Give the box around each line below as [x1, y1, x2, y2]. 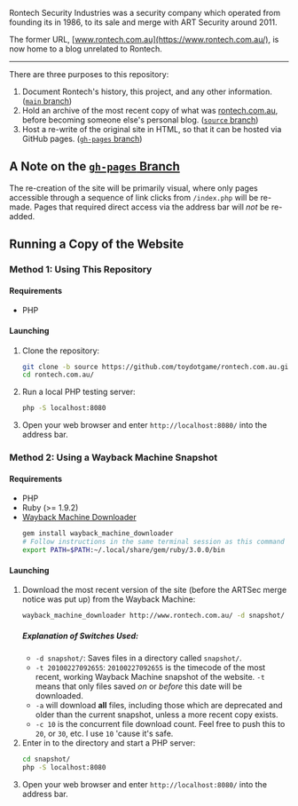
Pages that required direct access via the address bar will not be [34, 201, 270, 212]
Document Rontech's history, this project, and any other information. [21, 86, 273, 97]
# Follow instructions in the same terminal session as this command [21, 537, 286, 547]
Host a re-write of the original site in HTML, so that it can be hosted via [21, 124, 282, 134]
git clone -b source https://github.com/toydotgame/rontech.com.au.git [21, 362, 293, 371]
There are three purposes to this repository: [9, 69, 169, 79]
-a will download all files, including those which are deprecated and [35, 699, 283, 710]
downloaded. [35, 690, 84, 700]
